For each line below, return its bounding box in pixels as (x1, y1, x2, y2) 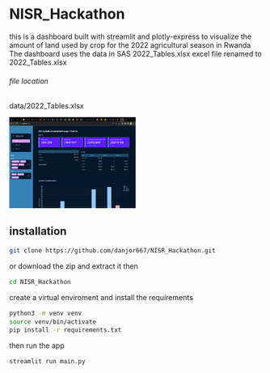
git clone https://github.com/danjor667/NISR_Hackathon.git (9, 246, 217, 255)
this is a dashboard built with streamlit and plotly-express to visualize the (9, 32, 252, 41)
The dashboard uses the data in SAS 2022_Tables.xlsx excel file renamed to (9, 49, 262, 58)
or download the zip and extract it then (9, 261, 138, 271)
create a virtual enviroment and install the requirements (9, 292, 193, 302)
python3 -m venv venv (9, 309, 82, 317)
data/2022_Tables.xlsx (9, 101, 84, 111)
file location (9, 76, 49, 86)
